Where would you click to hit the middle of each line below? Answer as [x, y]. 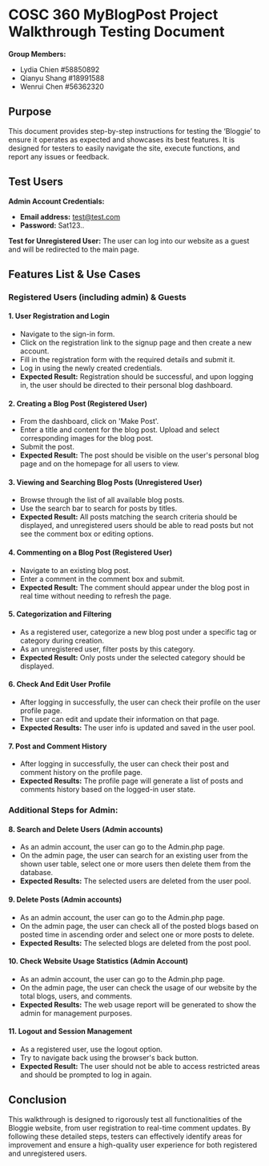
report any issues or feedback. [59, 156]
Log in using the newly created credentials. [91, 368]
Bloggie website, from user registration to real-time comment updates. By [129, 1128]
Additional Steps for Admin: [63, 810]
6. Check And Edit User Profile [60, 684]
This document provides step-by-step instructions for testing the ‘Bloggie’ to [134, 131]
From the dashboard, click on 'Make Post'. [89, 422]
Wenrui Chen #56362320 [62, 87]
